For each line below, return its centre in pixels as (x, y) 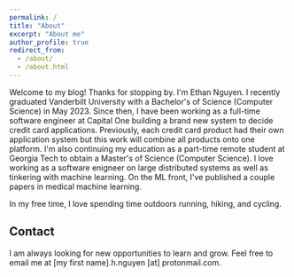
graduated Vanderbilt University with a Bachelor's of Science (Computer (141, 101)
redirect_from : (37, 51)
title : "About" (37, 26)
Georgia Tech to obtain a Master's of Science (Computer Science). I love (142, 158)
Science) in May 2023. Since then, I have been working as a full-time (135, 111)
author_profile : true (49, 42)
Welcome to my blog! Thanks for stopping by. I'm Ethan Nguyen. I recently (145, 92)
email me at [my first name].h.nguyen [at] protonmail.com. (115, 262)
